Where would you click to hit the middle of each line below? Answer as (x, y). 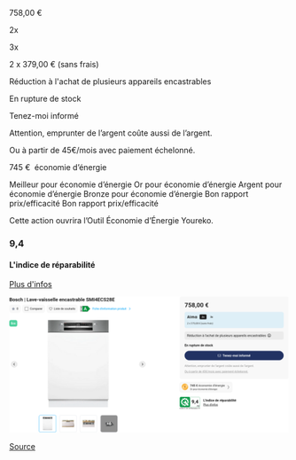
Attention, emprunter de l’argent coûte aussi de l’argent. (111, 133)
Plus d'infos (31, 285)
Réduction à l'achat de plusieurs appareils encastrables (110, 82)
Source (22, 447)
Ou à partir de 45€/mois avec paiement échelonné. (102, 150)
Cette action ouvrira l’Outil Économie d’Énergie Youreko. (112, 220)
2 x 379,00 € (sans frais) (54, 64)
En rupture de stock (45, 98)
